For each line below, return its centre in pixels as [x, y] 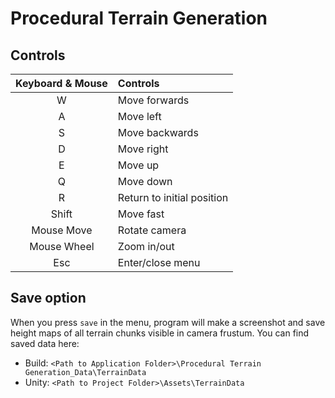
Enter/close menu [159, 262]
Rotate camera [152, 230]
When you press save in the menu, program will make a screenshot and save [168, 322]
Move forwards [153, 100]
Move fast [141, 214]
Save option [48, 298]
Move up [138, 165]
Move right [143, 149]
